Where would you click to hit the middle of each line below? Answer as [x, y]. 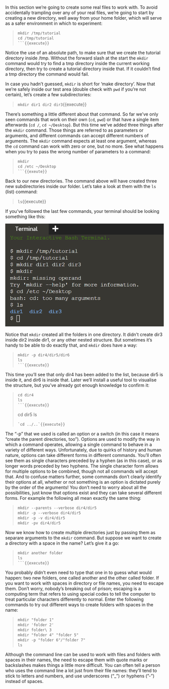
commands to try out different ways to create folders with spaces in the [79, 605]
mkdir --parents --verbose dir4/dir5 [57, 508]
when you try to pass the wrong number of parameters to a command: [78, 152]
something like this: [25, 217]
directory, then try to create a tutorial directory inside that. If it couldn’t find [83, 69]
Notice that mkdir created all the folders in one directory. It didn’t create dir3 [84, 334]
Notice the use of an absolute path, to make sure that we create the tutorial [83, 53]
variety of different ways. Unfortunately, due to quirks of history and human [83, 450]
